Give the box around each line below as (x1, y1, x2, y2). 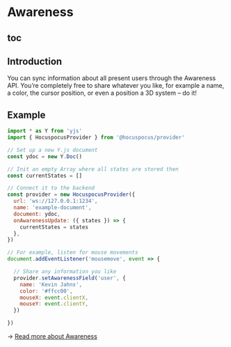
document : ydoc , (13, 210, 61, 217)
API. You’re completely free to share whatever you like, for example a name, (7, 82, 225, 90)
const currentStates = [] (7, 172, 82, 179)
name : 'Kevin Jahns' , (19, 281, 82, 288)
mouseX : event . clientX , (19, 294, 89, 301)
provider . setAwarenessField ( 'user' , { (13, 275, 127, 282)
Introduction (7, 55, 63, 67)
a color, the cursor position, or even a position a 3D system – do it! (7, 88, 197, 98)
